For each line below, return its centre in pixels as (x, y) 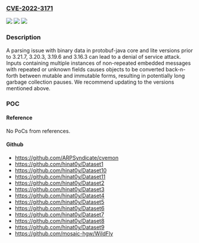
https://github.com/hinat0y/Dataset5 (59, 202)
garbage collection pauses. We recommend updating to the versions (90, 82)
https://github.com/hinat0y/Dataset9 (60, 227)
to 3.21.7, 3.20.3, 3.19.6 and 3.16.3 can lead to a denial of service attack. (94, 56)
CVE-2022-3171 (30, 8)
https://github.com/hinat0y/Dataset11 (60, 176)
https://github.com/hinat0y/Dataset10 (61, 170)
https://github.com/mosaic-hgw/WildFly (64, 233)
